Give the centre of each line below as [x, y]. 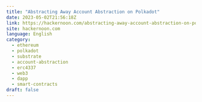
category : [19, 40]
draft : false [23, 90]
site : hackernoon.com [33, 28]
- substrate [27, 56]
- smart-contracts [35, 85]
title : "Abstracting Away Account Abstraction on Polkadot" [83, 12]
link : [13, 23]
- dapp [20, 79]
